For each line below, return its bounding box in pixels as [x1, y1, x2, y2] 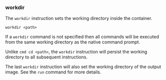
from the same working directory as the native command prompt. [5, 39, 140, 45]
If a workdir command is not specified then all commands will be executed [5, 34, 159, 40]
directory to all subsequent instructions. [5, 54, 88, 60]
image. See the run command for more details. [5, 69, 102, 75]
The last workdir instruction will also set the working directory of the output [5, 64, 161, 70]
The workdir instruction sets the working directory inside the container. [5, 15, 152, 21]
